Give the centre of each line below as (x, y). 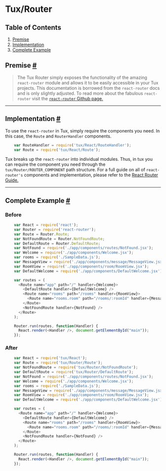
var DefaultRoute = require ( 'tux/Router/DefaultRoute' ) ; (74, 372)
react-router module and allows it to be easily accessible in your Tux (88, 82)
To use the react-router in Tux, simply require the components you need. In (83, 131)
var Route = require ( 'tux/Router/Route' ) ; (58, 363)
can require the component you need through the (55, 164)
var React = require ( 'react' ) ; (46, 225)
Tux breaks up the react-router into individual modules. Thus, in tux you (79, 159)
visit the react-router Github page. (67, 98)
